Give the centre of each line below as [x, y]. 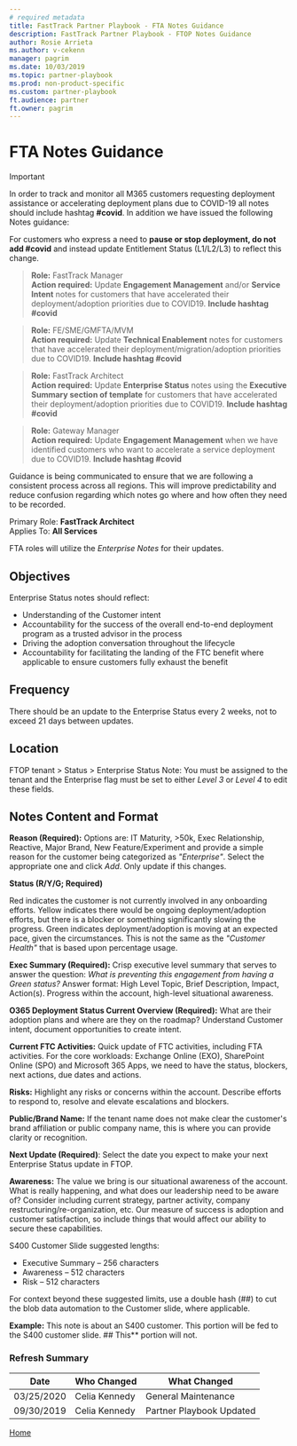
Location [34, 749]
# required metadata [47, 17]
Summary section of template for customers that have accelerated [154, 395]
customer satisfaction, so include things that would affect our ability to [138, 1219]
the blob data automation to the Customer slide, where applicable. [130, 1308]
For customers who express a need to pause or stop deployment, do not [143, 240]
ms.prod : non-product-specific [67, 83]
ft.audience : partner [49, 100]
